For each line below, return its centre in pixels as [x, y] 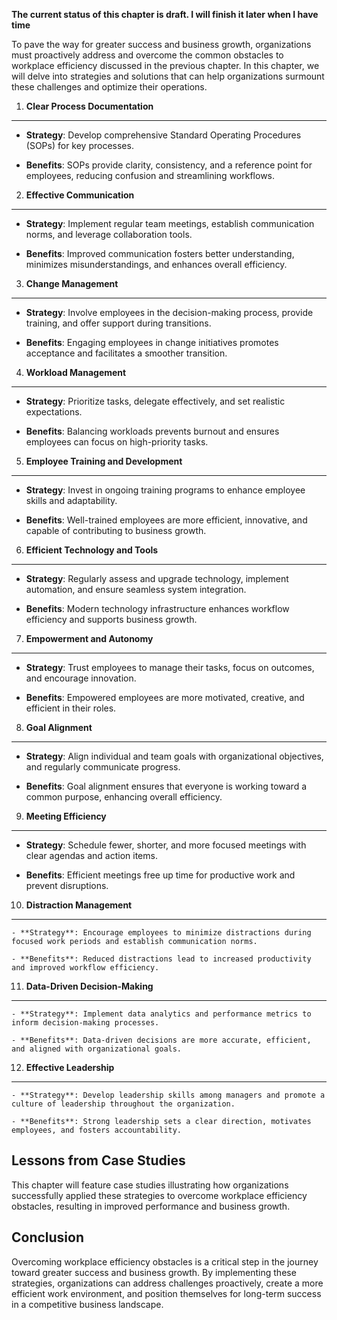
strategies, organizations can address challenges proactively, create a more [167, 1283]
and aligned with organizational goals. [97, 1049]
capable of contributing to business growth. [116, 530]
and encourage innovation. [81, 678]
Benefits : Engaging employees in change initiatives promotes [152, 342]
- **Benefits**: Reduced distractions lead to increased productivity [161, 959]
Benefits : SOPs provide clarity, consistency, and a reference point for [169, 165]
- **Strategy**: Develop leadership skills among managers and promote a [168, 1095]
